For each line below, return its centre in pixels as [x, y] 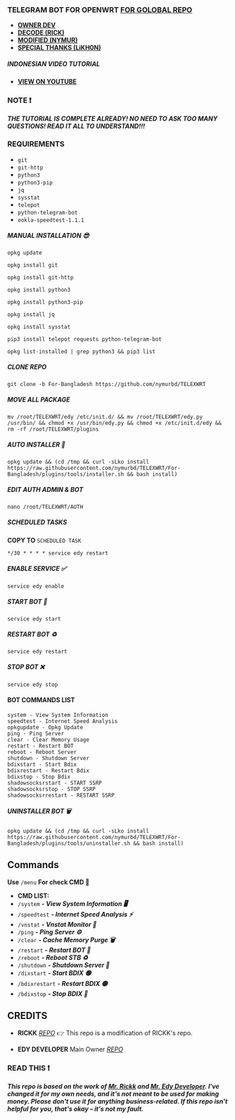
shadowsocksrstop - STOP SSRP [52, 789]
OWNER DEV [37, 25]
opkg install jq [31, 314]
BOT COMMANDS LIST [41, 700]
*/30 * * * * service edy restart [58, 553]
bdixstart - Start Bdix [42, 764]
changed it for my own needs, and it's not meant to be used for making [113, 1094]
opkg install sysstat [39, 327]
